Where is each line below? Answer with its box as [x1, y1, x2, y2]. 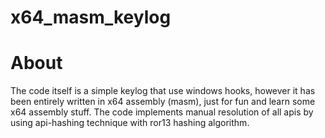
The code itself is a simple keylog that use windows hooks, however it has [10, 85, 316, 97]
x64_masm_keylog [10, 6, 172, 29]
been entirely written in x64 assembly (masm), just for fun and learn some [10, 96, 316, 108]
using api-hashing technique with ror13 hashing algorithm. [10, 117, 250, 129]
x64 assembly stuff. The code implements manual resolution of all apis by [10, 106, 314, 118]
